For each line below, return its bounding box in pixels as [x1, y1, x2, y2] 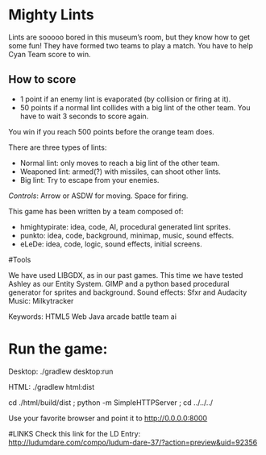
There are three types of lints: [8, 143, 107, 152]
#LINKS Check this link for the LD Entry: [8, 428, 141, 438]
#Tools [8, 254, 31, 264]
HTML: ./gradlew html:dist [8, 382, 95, 391]
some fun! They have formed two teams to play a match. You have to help [8, 40, 254, 50]
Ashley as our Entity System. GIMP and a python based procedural [8, 279, 230, 288]
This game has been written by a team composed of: [8, 206, 184, 216]
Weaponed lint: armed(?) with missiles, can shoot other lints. [19, 167, 222, 176]
